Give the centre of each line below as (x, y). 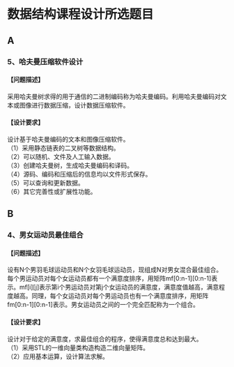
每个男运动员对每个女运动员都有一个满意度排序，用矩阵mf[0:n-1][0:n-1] (109, 278)
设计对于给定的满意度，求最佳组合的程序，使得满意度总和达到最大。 (105, 338)
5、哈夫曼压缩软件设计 (45, 61)
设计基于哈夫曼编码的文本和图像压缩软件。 (68, 139)
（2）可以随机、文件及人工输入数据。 (61, 156)
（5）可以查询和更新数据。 (46, 183)
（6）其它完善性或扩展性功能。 (52, 191)
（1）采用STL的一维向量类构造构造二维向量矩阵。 (78, 347)
